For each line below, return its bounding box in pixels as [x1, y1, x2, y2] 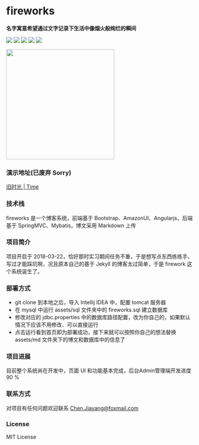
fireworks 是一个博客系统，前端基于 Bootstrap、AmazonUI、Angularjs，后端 [6, 214, 193, 221]
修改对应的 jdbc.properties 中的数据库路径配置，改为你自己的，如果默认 [14, 314, 191, 321]
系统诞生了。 [11, 267, 43, 275]
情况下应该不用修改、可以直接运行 [14, 321, 99, 329]
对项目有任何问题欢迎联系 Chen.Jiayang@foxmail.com [6, 404, 139, 412]
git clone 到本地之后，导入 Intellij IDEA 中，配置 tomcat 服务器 [14, 299, 166, 306]
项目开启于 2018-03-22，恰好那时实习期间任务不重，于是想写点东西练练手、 [6, 252, 193, 260]
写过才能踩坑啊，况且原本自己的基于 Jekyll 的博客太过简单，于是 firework [6, 260, 186, 267]
